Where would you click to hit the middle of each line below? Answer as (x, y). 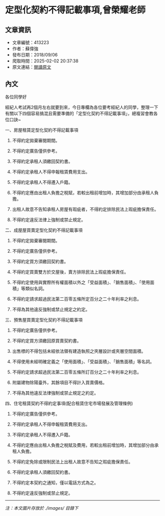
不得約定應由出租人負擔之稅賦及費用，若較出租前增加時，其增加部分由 (83, 445)
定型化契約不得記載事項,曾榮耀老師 (75, 10)
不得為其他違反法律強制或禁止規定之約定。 (55, 393)
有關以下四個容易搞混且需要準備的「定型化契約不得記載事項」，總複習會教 (79, 113)
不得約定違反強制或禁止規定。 (42, 493)
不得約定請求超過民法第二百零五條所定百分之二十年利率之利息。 (77, 299)
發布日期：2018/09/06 (35, 55)
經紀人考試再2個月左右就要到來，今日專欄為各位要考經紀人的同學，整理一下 (82, 107)
